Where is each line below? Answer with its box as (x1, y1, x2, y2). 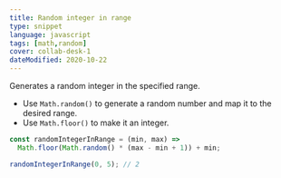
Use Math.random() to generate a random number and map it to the (22, 98, 272, 109)
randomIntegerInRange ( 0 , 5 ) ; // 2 (9, 160, 140, 169)
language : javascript (9, 30, 92, 39)
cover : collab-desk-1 (9, 47, 92, 56)
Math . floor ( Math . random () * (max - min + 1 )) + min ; (17, 143, 221, 153)
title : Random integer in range (9, 13, 131, 23)
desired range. (22, 108, 78, 118)
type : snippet (9, 22, 63, 31)
